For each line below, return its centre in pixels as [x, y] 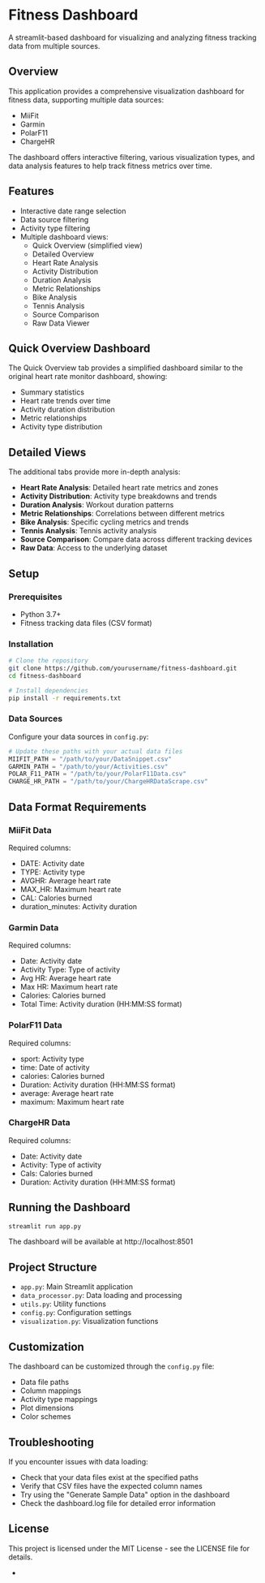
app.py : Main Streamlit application [77, 1287]
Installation [31, 644]
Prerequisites [35, 597]
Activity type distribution [61, 427]
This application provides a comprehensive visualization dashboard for [126, 91]
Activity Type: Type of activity [70, 970]
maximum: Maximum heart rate [72, 1102]
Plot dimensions [47, 1408]
